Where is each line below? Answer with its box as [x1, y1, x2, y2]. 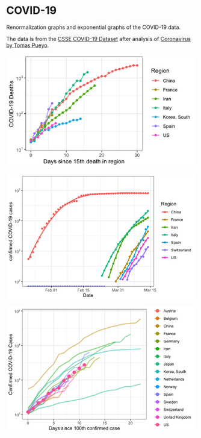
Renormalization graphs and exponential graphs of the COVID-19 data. [6, 23, 181, 31]
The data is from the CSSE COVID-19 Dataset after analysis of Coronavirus [6, 35, 191, 42]
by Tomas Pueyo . [6, 42, 49, 49]
